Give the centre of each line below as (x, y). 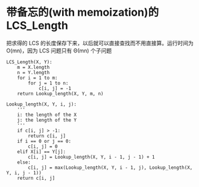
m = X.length (33, 67)
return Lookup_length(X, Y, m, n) (60, 93)
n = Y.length (33, 72)
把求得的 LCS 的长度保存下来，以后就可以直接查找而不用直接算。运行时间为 (100, 43)
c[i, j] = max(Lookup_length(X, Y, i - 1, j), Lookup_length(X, (110, 167)
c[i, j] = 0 (43, 146)
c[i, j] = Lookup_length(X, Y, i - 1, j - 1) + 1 (91, 157)
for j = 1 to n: (48, 83)
